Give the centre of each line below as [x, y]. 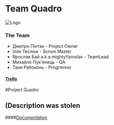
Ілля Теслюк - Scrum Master [42, 52]
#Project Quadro [22, 90]
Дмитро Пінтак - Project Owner [45, 46]
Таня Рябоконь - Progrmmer [42, 67]
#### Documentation [27, 118]
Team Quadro [33, 9]
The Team [17, 35]
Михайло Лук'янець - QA [39, 62]
